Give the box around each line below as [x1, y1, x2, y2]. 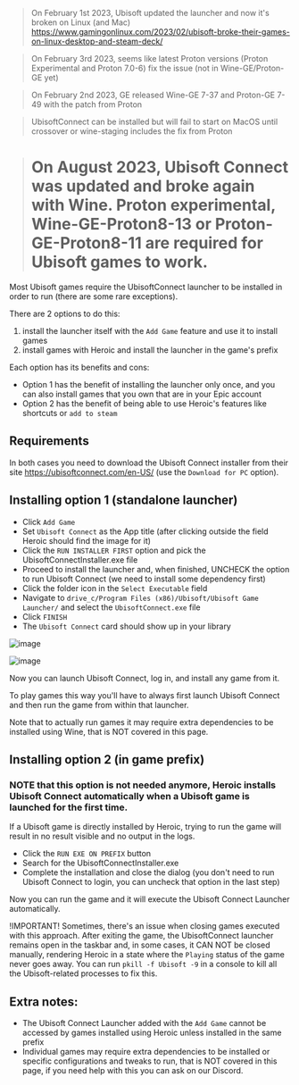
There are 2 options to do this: [9, 308, 120, 319]
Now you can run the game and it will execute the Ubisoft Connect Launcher [9, 894, 290, 905]
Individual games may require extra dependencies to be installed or [21, 1047, 270, 1057]
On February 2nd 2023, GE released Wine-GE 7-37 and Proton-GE [30, 89, 275, 100]
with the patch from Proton [43, 99, 143, 110]
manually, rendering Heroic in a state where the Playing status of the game [9, 949, 286, 960]
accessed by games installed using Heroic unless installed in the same [21, 1027, 282, 1039]
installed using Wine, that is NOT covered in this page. [9, 726, 209, 737]
